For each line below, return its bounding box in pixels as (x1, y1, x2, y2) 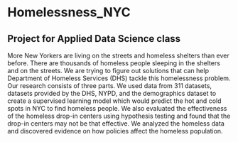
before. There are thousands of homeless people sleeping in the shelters (7, 59, 220, 67)
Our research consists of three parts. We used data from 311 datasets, (7, 82, 212, 89)
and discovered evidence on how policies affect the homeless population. (7, 127, 223, 135)
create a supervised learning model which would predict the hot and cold (7, 97, 222, 105)
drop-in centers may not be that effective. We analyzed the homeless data (7, 119, 225, 128)
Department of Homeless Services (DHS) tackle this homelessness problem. (7, 74, 231, 82)
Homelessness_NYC (7, 4, 131, 21)
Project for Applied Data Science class (7, 33, 181, 45)
